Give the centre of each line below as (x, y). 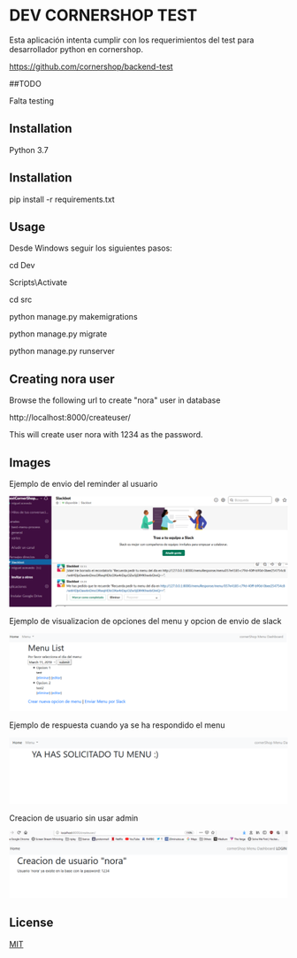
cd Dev (22, 266)
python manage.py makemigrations (74, 317)
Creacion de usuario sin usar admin (74, 818)
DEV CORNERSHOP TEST (103, 15)
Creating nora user (62, 379)
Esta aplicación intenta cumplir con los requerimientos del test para (132, 40)
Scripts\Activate (38, 282)
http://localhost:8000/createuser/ (70, 418)
